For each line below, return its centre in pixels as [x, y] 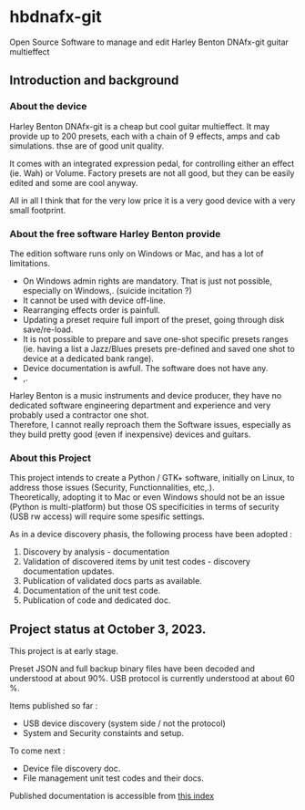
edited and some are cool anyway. [74, 182]
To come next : [37, 751]
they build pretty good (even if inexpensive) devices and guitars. [130, 434]
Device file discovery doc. [71, 769]
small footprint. [38, 210]
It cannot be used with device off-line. [94, 300]
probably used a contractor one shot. [79, 415]
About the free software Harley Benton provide [115, 234]
